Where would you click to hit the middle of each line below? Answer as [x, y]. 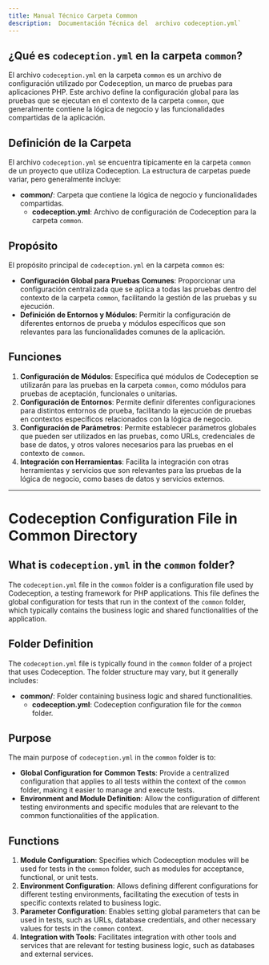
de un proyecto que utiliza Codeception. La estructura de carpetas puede [129, 171]
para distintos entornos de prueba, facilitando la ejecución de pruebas [136, 410]
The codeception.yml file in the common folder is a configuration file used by [131, 584]
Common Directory [73, 535]
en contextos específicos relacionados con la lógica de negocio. [126, 419]
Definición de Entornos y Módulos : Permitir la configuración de [125, 315]
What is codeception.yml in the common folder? [122, 566]
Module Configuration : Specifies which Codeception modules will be [134, 861]
